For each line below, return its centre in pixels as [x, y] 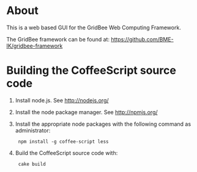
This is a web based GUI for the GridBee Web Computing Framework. [94, 27]
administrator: [33, 130]
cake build [32, 164]
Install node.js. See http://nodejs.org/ [62, 100]
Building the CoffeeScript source [91, 70]
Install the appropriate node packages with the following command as [103, 124]
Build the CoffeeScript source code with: [66, 152]
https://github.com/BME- [142, 39]
